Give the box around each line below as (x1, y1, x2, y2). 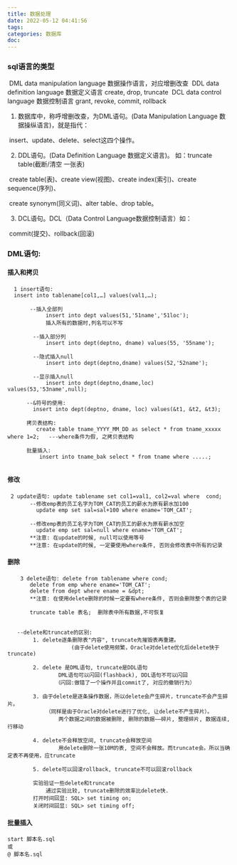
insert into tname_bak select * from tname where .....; (38, 453, 212, 460)
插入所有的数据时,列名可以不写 (45, 319, 123, 327)
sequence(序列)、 (7, 184, 60, 193)
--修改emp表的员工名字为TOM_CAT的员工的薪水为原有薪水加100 (29, 500, 189, 507)
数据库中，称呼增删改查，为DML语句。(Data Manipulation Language (17, 112, 218, 121)
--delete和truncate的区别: (16, 629, 93, 636)
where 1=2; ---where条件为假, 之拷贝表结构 (7, 433, 134, 440)
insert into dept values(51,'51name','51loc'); (45, 312, 190, 319)
